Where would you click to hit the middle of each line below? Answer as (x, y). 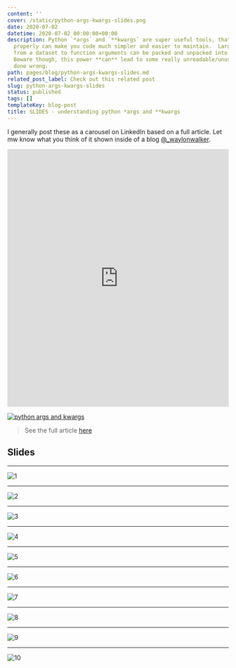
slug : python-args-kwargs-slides (56, 86)
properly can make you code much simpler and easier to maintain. (113, 46)
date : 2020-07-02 (33, 27)
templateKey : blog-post (42, 105)
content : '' (25, 14)
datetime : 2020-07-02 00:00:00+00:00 (63, 33)
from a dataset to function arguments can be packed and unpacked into (121, 53)
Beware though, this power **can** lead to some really (97, 60)
